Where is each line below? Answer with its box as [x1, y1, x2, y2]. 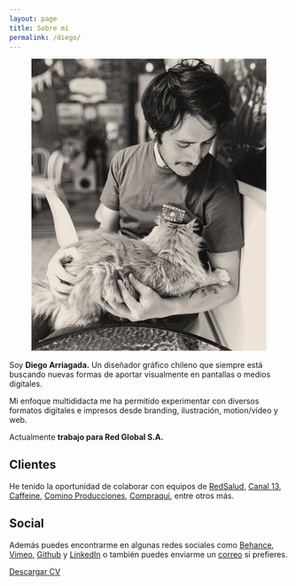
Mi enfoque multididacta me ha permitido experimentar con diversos [9, 395, 260, 406]
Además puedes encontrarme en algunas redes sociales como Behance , [9, 539, 275, 550]
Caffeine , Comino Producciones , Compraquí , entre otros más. [9, 490, 235, 501]
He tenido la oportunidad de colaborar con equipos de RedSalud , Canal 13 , [9, 481, 282, 491]
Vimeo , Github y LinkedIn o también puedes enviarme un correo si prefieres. [9, 549, 288, 559]
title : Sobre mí [9, 23, 69, 33]
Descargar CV [9, 566, 61, 576]
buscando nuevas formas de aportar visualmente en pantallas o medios [9, 369, 271, 379]
